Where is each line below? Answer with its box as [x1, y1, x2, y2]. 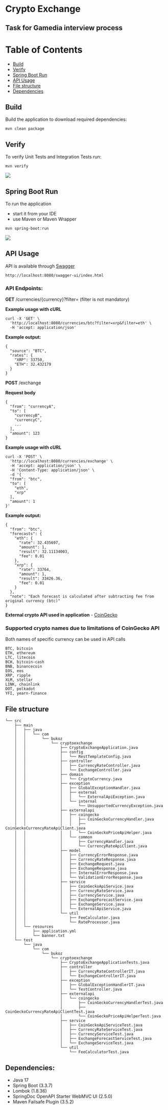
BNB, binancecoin [5, 664, 42, 669]
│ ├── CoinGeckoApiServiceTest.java [60, 1023, 143, 1028]
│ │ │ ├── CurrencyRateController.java [14, 763, 140, 768]
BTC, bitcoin [5, 646, 33, 651]
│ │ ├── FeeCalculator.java [14, 915, 120, 921]
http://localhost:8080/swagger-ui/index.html [5, 273, 104, 278]
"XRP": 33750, [14, 358, 44, 363]
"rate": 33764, [18, 567, 52, 572]
